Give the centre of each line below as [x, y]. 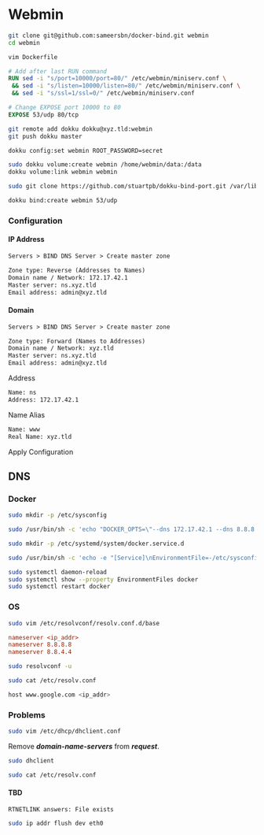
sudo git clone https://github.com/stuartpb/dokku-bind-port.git [117, 187]
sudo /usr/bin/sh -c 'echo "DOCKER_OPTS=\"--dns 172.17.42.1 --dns [121, 529]
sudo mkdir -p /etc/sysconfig [58, 515]
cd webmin [24, 43]
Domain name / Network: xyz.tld [61, 348]
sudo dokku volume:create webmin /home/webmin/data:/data [105, 165]
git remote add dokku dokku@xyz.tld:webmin [81, 129]
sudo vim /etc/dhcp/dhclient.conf [65, 731]
